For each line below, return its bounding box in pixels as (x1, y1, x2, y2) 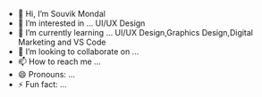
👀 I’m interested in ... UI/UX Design (17, 18, 146, 28)
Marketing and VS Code (17, 36, 106, 47)
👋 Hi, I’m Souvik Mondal (17, 9, 106, 19)
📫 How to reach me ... (17, 56, 101, 67)
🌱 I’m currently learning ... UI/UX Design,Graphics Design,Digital (17, 28, 253, 37)
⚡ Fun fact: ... (17, 79, 67, 89)
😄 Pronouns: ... (17, 69, 76, 79)
